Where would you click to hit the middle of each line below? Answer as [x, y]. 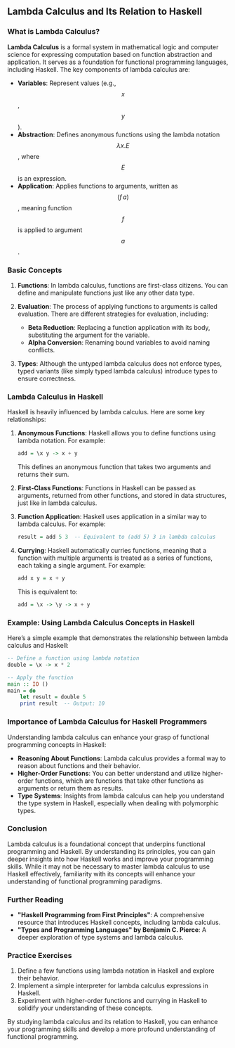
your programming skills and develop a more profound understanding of [112, 1029]
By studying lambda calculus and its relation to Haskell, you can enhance [113, 1022]
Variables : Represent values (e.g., [67, 83]
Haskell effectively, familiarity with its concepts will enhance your [101, 874]
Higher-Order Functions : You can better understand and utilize [109, 773]
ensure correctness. [46, 378]
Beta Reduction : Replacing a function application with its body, [119, 327]
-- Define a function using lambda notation [73, 658]
